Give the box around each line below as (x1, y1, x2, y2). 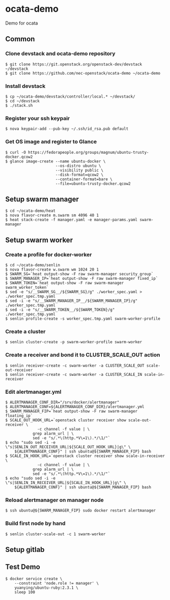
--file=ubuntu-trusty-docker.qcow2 (55, 181, 131, 186)
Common (5, 35, 35, 43)
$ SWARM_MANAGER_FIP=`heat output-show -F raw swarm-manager (5, 409, 138, 414)
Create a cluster (5, 328, 46, 335)
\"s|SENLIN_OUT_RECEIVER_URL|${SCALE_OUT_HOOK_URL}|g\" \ (5, 444, 131, 449)
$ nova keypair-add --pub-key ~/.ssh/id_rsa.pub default (5, 126, 129, 132)
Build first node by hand (5, 520, 66, 527)
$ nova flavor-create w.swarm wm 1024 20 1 (5, 267, 99, 272)
